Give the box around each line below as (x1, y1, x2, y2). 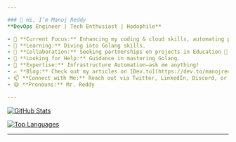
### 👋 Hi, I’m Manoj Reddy (7, 16, 86, 23)
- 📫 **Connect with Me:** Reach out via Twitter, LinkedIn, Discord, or (7, 74, 227, 81)
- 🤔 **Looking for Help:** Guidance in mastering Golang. (7, 55, 181, 62)
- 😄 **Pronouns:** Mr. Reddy (7, 81, 95, 88)
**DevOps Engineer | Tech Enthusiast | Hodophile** (7, 22, 162, 30)
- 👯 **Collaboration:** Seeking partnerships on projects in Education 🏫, (7, 48, 231, 56)
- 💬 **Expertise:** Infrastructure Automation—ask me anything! (7, 62, 199, 69)
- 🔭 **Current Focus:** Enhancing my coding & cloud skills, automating (7, 36, 225, 43)
